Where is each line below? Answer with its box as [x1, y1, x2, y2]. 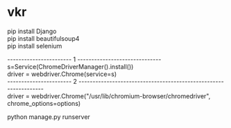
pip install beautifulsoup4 [7, 34, 80, 42]
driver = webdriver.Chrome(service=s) [7, 70, 117, 78]
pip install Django [7, 27, 57, 35]
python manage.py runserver [7, 112, 90, 121]
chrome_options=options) [7, 99, 81, 107]
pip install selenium [7, 42, 62, 50]
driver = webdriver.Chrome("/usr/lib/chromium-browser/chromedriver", [7, 91, 211, 100]
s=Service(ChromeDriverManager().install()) [7, 62, 134, 71]
